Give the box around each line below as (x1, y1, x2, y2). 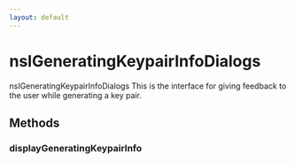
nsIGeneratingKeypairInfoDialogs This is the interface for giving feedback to (9, 81, 287, 91)
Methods (9, 115, 60, 130)
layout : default (9, 12, 69, 22)
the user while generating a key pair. (9, 89, 142, 100)
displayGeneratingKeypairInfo (9, 142, 143, 154)
